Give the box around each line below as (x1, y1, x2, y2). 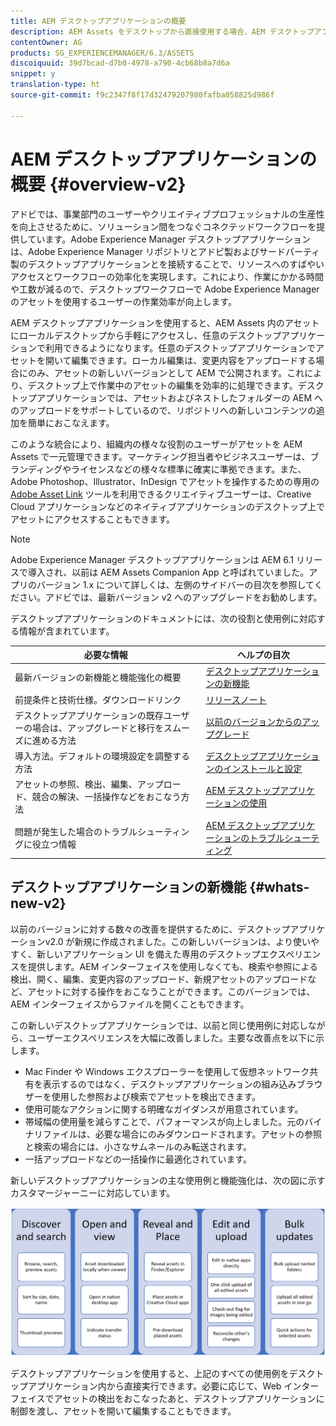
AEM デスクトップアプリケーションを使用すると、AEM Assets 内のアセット (10, 316, 320, 329)
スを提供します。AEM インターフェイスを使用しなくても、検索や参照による (10, 960, 319, 972)
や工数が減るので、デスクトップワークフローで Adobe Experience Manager (10, 283, 320, 295)
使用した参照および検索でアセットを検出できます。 (51, 1090, 262, 1102)
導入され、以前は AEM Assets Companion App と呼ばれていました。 (27, 566, 310, 578)
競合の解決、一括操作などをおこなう (31, 791, 182, 803)
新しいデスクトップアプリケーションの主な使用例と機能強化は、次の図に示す (10, 1174, 326, 1186)
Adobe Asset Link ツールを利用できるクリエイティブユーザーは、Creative (10, 488, 312, 500)
